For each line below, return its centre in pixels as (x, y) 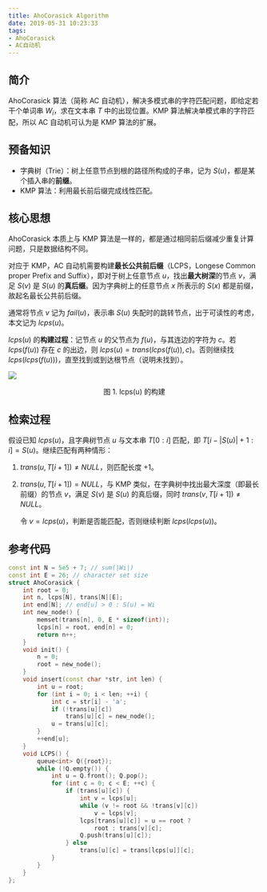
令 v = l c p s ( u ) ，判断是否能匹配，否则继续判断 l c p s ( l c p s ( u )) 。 (120, 522)
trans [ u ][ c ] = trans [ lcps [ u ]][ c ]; (137, 850)
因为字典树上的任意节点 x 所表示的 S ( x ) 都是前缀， (175, 286)
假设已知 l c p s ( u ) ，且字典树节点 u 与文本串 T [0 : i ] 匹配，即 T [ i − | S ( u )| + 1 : (131, 440)
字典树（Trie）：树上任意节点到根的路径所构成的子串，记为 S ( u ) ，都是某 (137, 170)
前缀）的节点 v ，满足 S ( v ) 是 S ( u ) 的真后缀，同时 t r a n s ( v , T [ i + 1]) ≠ (130, 494)
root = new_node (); (70, 665)
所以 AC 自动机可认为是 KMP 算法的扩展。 (92, 122)
